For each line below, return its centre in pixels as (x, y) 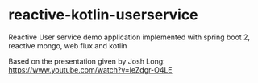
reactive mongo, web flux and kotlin (68, 45)
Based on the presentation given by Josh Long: (87, 61)
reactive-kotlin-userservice (104, 15)
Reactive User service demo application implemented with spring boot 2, (129, 37)
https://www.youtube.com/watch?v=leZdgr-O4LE (91, 69)
